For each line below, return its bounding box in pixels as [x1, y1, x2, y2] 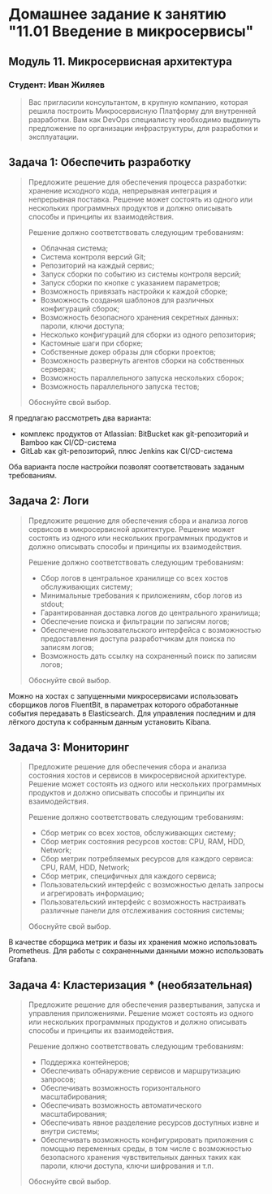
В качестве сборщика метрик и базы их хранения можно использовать [8, 937, 257, 948]
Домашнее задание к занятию [8, 5, 227, 24]
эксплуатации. [28, 132, 80, 142]
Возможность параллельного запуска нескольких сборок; [40, 373, 244, 382]
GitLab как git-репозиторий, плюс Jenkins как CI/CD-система [19, 446, 233, 455]
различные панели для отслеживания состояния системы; [40, 906, 245, 916]
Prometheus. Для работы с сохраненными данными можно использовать [8, 946, 264, 956]
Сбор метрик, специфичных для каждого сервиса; [40, 871, 217, 881]
